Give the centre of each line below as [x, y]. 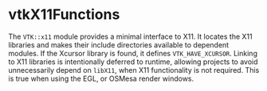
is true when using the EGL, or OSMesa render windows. [101, 78]
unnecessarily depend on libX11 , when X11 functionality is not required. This [134, 70]
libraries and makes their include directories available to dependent [119, 44]
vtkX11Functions [64, 15]
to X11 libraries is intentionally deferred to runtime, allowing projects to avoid [133, 62]
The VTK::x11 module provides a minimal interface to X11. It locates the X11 [130, 36]
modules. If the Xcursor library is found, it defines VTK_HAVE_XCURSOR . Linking [133, 53]
